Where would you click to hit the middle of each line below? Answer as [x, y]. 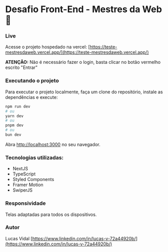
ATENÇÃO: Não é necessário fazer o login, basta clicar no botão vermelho [83, 62]
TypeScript [24, 174]
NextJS [20, 169]
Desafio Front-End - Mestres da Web [84, 9]
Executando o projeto [32, 81]
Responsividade [26, 203]
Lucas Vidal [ [19, 238]
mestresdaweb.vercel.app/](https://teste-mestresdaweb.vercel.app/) [77, 52]
